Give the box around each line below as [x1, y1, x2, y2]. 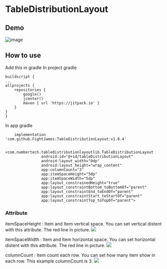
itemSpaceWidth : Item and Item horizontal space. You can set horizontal [5, 236, 155, 242]
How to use [5, 51, 41, 60]
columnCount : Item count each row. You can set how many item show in [5, 252, 155, 258]
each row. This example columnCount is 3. [5, 258, 93, 264]
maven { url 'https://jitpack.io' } [23, 100, 100, 106]
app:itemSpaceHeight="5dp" [41, 171, 98, 176]
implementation [14, 132, 46, 137]
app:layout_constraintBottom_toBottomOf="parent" [41, 184, 147, 190]
